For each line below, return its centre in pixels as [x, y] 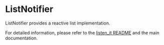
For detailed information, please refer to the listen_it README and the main [82, 32]
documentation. [22, 38]
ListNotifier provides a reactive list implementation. [58, 23]
